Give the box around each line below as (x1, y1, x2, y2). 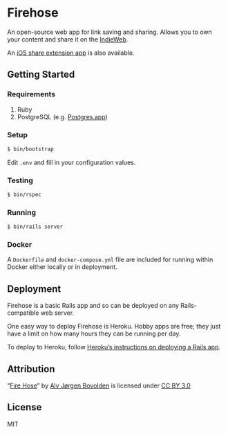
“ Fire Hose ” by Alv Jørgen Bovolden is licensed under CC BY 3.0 (7, 381, 191, 390)
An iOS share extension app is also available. (7, 49, 135, 57)
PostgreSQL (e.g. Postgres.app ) (17, 112, 108, 121)
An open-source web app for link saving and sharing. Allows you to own (7, 28, 212, 36)
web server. (40, 309, 75, 317)
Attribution (7, 363, 55, 375)
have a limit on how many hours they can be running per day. (7, 329, 181, 338)
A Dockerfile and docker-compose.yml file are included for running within (7, 255, 213, 264)
